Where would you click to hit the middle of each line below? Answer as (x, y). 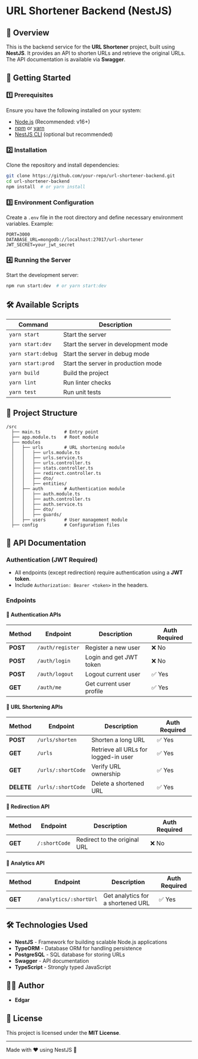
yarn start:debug (33, 353)
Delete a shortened (118, 783)
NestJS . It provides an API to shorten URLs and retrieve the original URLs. (96, 53)
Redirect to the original (108, 839)
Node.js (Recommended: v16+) (52, 122)
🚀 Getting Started (39, 78)
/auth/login (54, 661)
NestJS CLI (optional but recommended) (64, 134)
